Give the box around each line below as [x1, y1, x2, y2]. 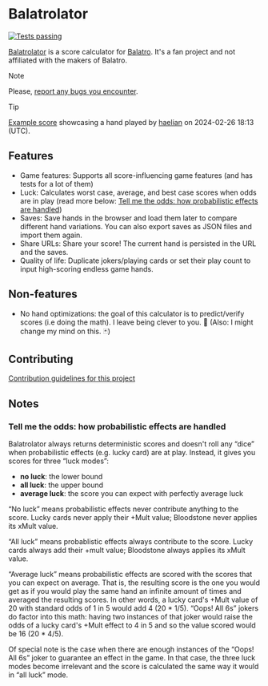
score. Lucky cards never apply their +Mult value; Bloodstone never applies [8, 513, 258, 523]
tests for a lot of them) [19, 179, 94, 188]
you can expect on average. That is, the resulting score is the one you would [8, 578, 261, 587]
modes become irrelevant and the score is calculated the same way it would [8, 662, 259, 672]
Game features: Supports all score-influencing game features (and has [19, 170, 254, 180]
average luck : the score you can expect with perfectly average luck [19, 489, 244, 498]
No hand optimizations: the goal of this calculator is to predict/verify [19, 309, 245, 318]
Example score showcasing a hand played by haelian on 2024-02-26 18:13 [8, 117, 254, 127]
